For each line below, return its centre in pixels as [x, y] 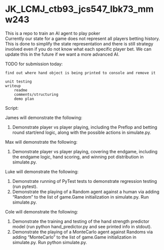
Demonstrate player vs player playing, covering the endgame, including [85, 151]
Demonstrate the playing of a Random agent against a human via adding [86, 192]
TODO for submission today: [34, 64]
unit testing [19, 82]
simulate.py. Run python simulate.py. [50, 242]
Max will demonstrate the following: [41, 142]
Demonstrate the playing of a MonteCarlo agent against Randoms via [82, 232]
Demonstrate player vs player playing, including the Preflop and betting [85, 127]
